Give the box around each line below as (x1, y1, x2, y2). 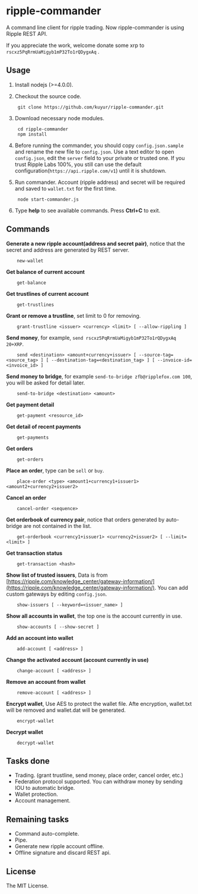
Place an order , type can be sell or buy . (6, 467, 104, 474)
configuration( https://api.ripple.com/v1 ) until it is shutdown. (14, 167, 167, 174)
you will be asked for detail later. (6, 379, 85, 386)
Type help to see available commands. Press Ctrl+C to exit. (14, 207, 161, 214)
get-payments (17, 435, 49, 440)
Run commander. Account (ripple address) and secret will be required (14, 179, 186, 186)
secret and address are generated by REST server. (6, 246, 129, 254)
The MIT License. (6, 882, 49, 889)
